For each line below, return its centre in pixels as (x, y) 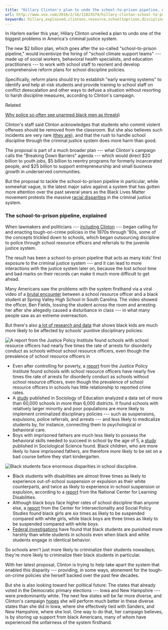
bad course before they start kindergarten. (56, 456)
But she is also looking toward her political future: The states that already (80, 585)
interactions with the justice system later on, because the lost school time (81, 268)
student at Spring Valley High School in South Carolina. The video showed (81, 299)
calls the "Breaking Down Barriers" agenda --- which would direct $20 (78, 155)
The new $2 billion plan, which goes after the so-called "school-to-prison (81, 49)
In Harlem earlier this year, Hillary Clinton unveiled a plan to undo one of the (83, 34)
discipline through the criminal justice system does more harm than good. (81, 140)
